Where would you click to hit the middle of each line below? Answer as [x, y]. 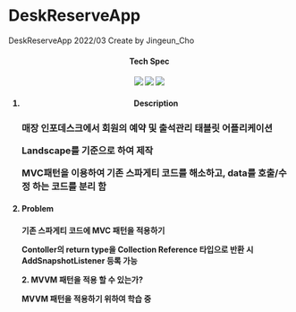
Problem [38, 208]
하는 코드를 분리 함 [69, 186]
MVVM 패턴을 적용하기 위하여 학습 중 [86, 299]
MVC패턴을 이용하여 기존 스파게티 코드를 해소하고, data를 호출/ [150, 173]
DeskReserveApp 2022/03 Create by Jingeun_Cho [101, 40]
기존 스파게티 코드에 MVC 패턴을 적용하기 [93, 230]
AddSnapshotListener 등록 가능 [79, 260]
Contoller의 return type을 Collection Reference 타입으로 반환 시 [137, 249]
